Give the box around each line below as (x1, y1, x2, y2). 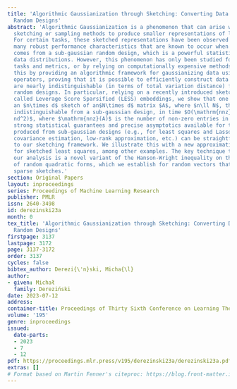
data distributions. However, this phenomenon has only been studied (13, 56, 222, 63)
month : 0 (7, 214, 33, 221)
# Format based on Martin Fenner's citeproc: (7, 371, 143, 378)
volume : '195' (7, 311, 49, 319)
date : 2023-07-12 (7, 292, 59, 300)
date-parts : (13, 331, 49, 338)
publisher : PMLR (7, 194, 55, 201)
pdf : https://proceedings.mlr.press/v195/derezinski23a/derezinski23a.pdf (7, 357, 232, 365)
